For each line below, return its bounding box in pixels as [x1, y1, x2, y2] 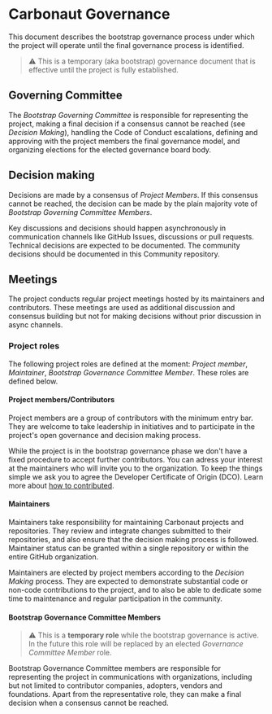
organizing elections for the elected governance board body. [8, 144, 212, 155]
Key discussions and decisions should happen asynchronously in [8, 223, 227, 233]
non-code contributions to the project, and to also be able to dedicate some [8, 585, 262, 595]
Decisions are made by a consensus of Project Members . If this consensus [8, 190, 258, 199]
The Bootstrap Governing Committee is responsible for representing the [8, 110, 249, 120]
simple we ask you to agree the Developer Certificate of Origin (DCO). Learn [8, 471, 264, 481]
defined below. [8, 376, 58, 386]
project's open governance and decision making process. [8, 430, 201, 440]
